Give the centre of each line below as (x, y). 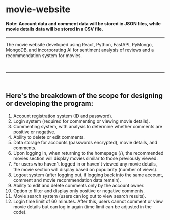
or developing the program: (50, 104)
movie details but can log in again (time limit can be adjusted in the (82, 207)
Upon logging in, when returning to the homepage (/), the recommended (88, 153)
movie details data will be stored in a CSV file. (54, 29)
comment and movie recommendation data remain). (67, 180)
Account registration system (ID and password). (63, 116)
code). (20, 212)
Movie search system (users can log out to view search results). (79, 196)
